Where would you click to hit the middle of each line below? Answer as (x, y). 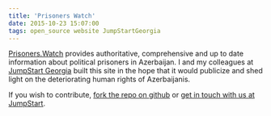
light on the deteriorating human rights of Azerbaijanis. (100, 79)
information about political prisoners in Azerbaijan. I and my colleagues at (131, 62)
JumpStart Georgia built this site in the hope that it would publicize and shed (135, 71)
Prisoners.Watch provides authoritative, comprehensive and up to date (126, 54)
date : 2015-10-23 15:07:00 (54, 23)
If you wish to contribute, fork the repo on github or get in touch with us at (131, 95)
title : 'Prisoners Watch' (52, 16)
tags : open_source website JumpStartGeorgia (85, 31)
